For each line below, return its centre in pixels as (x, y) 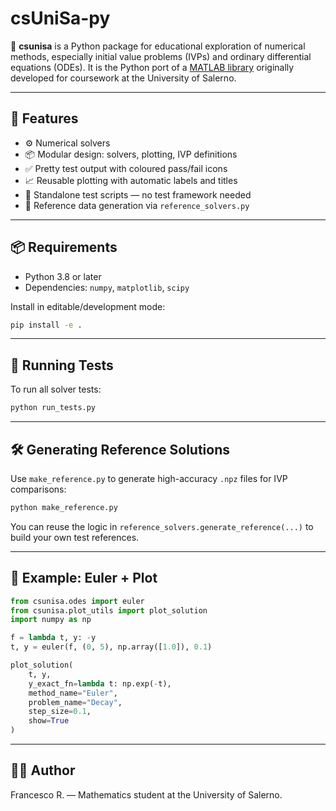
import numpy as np (51, 620)
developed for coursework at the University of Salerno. (123, 78)
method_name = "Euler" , (73, 693)
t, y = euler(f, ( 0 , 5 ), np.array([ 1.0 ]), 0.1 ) (111, 647)
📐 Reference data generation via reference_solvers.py (137, 205)
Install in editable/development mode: (88, 306)
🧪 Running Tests (62, 365)
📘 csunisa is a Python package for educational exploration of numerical (158, 46)
